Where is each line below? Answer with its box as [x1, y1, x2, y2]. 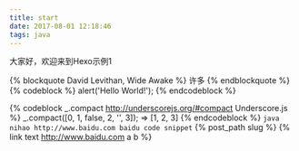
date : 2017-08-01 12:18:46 [9, 22, 112, 31]
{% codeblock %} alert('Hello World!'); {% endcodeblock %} [9, 85, 236, 96]
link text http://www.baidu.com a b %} [9, 132, 153, 143]
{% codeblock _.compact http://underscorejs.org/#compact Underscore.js [9, 103, 288, 114]
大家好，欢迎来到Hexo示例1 [9, 56, 112, 67]
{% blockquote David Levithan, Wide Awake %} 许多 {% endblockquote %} [9, 75, 291, 86]
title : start [9, 13, 59, 23]
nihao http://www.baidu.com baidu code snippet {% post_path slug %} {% [9, 122, 291, 133]
